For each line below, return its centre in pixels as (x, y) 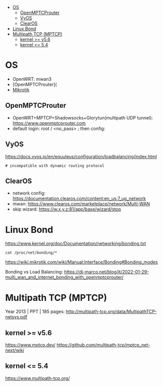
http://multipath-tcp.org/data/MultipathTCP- (111, 311)
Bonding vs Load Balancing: (34, 272)
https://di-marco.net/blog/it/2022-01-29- (107, 272)
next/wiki (15, 350)
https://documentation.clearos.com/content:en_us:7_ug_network (79, 199)
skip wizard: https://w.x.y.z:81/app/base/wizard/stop (67, 209)
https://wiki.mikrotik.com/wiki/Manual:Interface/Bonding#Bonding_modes (81, 262)
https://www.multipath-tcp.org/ (37, 378)
